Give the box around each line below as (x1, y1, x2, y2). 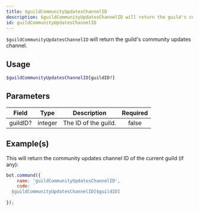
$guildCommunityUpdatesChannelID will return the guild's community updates (6, 36, 191, 43)
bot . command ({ (6, 172, 41, 178)
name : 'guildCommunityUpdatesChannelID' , (17, 178, 120, 184)
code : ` (17, 183, 36, 189)
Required (121, 109, 148, 117)
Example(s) (6, 139, 49, 149)
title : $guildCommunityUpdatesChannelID (6, 8, 108, 15)
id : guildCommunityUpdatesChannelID (6, 20, 97, 25)
